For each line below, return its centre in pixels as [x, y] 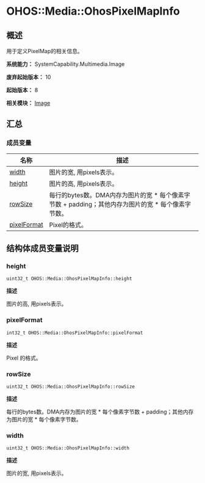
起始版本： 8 [22, 90]
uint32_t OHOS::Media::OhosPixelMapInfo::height [69, 279]
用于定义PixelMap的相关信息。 [45, 51]
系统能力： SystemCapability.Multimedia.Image [66, 64]
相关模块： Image [28, 103]
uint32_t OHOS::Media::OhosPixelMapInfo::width [68, 448]
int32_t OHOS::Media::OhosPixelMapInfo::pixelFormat [75, 333]
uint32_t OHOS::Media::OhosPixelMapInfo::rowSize [71, 387]
